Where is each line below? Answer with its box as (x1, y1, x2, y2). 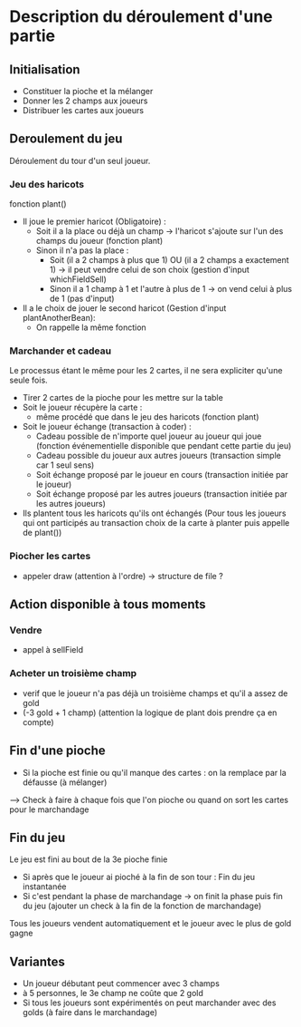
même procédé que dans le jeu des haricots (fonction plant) (35, 412, 259, 422)
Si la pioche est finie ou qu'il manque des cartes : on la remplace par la (22, 767, 287, 778)
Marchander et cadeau (9, 344, 111, 357)
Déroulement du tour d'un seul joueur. (9, 155, 151, 166)
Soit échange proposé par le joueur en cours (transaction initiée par (35, 470, 289, 480)
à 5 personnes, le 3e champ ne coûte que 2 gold (22, 988, 203, 999)
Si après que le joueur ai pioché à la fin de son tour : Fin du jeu (22, 872, 256, 883)
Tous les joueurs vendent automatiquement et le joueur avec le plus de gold (9, 918, 292, 929)
